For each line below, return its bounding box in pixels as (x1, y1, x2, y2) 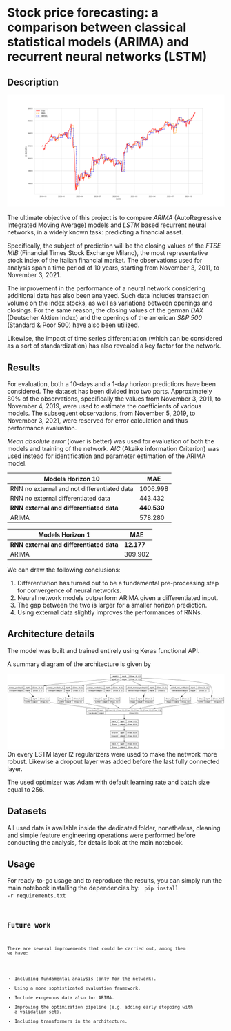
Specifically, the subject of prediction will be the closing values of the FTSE (7, 241, 221, 250)
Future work (7, 921, 51, 930)
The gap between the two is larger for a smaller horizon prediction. (17, 601, 208, 609)
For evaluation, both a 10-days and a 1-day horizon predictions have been (7, 380, 216, 388)
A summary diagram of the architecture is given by (7, 660, 152, 668)
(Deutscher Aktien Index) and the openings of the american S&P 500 (7, 314, 202, 322)
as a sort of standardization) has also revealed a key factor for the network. (7, 341, 221, 350)
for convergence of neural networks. (17, 586, 122, 594)
